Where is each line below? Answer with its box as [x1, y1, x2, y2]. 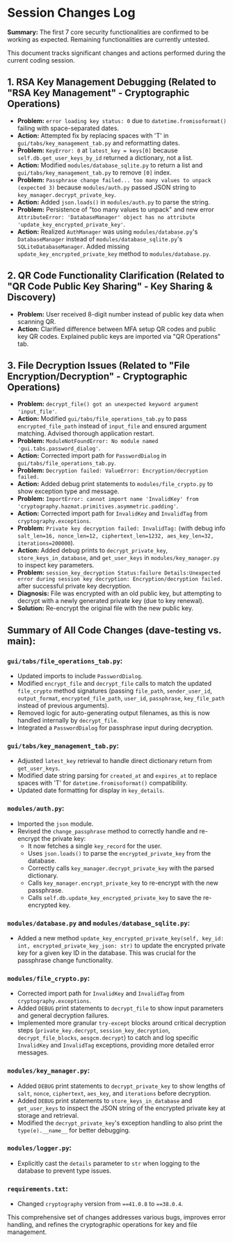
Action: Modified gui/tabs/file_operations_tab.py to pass [17, 415, 188, 423]
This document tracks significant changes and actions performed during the [7, 49, 226, 57]
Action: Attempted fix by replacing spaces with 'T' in [17, 131, 169, 140]
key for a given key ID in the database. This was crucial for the [17, 948, 196, 957]
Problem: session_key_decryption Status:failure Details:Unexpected [17, 568, 221, 577]
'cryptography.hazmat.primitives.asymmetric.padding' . [17, 502, 179, 511]
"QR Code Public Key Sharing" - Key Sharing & [7, 280, 214, 293]
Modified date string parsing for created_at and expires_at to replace [17, 771, 218, 780]
